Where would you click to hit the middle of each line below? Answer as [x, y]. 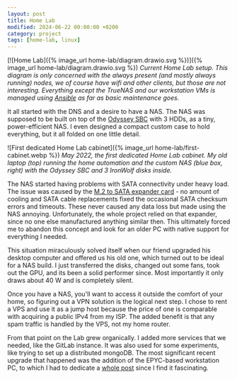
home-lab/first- [177, 148]
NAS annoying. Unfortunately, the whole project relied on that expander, [112, 214]
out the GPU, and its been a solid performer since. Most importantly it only [116, 273]
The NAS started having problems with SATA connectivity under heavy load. [118, 184]
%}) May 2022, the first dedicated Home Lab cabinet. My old [138, 156]
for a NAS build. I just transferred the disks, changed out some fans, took [114, 265]
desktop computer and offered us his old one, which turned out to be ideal [116, 258]
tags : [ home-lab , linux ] [44, 40]
